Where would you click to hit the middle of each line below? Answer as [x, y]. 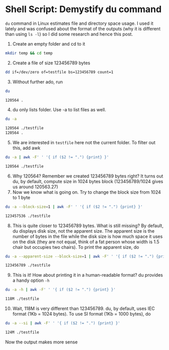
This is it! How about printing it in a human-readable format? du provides [88, 275]
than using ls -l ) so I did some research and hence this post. [69, 34]
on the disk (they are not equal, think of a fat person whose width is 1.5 [86, 242]
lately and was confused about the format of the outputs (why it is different [83, 28]
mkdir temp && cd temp [29, 53]
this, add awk [26, 148]
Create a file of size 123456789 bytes [51, 63]
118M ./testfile [22, 299]
